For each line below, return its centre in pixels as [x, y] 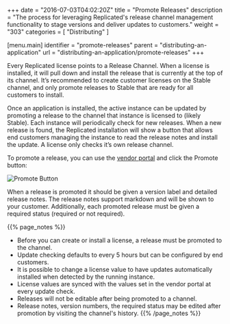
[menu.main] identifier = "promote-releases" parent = [83, 45]
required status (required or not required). [66, 213]
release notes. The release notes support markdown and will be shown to [111, 199]
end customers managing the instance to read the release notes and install [112, 137]
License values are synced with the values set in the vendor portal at [114, 284]
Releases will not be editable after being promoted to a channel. [107, 299]
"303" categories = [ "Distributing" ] [58, 32]
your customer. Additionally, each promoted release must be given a [103, 206]
